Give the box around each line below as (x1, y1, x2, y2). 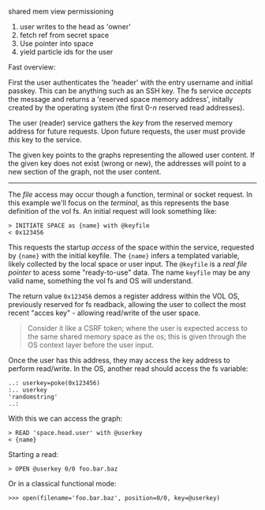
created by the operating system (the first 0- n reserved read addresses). (8, 103, 245, 112)
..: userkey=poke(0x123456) (8, 379, 101, 387)
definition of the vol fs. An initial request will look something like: (8, 207, 217, 216)
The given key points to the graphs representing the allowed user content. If (8, 150, 255, 159)
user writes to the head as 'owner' (19, 22, 132, 31)
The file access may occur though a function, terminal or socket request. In (8, 189, 253, 199)
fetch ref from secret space (19, 31, 109, 39)
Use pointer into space (19, 39, 94, 48)
